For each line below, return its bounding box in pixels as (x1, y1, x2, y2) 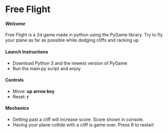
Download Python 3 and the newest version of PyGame (12, 60, 127, 66)
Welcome (5, 20, 26, 26)
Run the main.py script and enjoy (12, 65, 81, 71)
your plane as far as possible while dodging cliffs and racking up (5, 37, 139, 43)
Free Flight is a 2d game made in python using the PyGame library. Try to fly (5, 32, 163, 38)
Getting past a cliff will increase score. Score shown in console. (12, 116, 144, 122)
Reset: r (12, 94, 29, 100)
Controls (5, 77, 24, 83)
